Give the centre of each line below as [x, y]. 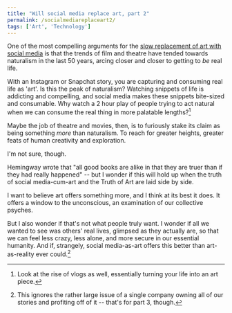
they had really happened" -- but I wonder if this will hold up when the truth [115, 175]
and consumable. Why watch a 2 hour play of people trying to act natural [111, 104]
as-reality [21, 254]
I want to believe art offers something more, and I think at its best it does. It [114, 195]
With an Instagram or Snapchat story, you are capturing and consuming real [115, 82]
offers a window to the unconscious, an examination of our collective [105, 203]
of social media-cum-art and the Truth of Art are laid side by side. [101, 182]
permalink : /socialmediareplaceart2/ [61, 20]
